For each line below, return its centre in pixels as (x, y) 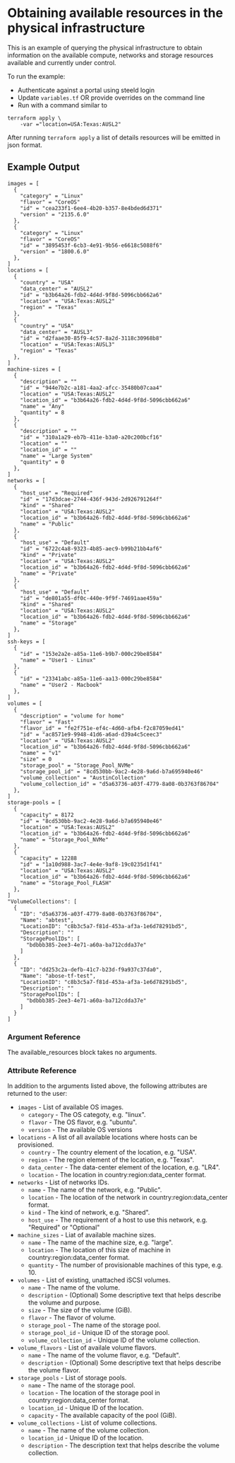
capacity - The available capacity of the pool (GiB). (102, 1416)
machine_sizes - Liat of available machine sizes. (87, 1235)
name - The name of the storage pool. (82, 1385)
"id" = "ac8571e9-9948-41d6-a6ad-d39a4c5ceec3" (91, 734)
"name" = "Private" (49, 573)
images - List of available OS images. (71, 1107)
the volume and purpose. (65, 1302)
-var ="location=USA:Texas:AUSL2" (71, 124)
